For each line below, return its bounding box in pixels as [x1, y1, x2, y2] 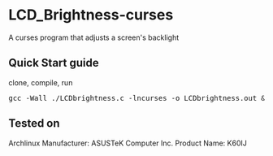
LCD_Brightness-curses [8, 6, 174, 24]
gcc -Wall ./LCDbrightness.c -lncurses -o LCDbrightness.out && [8, 93, 271, 102]
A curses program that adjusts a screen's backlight [8, 32, 180, 42]
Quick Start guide [8, 56, 99, 70]
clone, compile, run [8, 77, 73, 87]
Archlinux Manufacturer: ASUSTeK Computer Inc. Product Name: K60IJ [8, 138, 248, 148]
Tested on [8, 116, 60, 131]
